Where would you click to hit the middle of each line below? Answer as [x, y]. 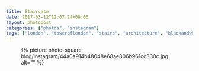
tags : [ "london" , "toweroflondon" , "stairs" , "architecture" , [84, 33]
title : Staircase [28, 11]
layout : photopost [29, 22]
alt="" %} [33, 63]
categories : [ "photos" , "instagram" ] [53, 28]
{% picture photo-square [51, 50]
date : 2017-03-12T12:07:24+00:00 [47, 17]
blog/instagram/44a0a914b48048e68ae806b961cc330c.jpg [95, 56]
